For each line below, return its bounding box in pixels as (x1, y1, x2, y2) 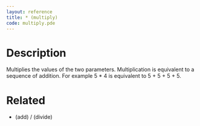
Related (6, 93, 45, 107)
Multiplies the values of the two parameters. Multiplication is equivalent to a (6, 66, 195, 73)
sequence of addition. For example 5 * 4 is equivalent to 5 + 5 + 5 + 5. (6, 72, 181, 80)
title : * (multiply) (6, 14, 59, 20)
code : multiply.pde (6, 20, 56, 26)
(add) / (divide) (15, 113, 53, 121)
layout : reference (6, 8, 53, 15)
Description (6, 46, 66, 60)
